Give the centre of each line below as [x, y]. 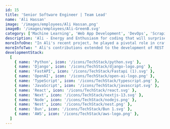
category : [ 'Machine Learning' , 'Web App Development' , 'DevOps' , [77, 34]
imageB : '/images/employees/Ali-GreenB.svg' [53, 29]
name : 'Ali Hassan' [26, 19]
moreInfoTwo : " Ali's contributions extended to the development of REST [85, 48]
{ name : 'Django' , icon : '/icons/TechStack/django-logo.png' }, [83, 67]
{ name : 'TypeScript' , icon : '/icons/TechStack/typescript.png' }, [87, 81]
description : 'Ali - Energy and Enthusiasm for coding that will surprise [86, 39]
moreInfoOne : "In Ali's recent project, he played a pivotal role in [80, 43]
